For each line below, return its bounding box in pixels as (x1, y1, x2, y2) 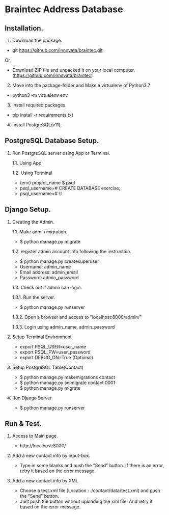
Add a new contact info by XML (12, 478, 78, 484)
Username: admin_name (19, 263, 71, 269)
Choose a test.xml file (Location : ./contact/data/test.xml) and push (19, 487, 161, 494)
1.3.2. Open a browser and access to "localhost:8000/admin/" (12, 314, 142, 320)
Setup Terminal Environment (12, 334, 72, 340)
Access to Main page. (12, 433, 58, 439)
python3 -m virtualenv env (12, 92, 68, 98)
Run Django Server (12, 395, 52, 401)
